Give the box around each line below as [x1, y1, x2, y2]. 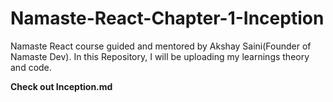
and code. [10, 61, 52, 73]
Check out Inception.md [10, 80, 113, 92]
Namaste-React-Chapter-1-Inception [10, 7, 325, 30]
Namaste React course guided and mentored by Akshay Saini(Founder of [10, 40, 312, 52]
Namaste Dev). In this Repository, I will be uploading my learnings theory [10, 50, 310, 62]
